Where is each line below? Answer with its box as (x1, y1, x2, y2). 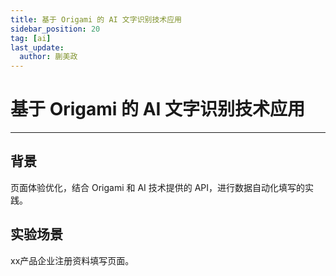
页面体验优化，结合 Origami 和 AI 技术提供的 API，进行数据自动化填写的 (10, 181, 306, 193)
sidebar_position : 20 (10, 24, 101, 34)
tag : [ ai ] (10, 33, 52, 43)
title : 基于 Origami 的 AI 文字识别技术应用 (10, 14, 182, 25)
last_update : (10, 42, 65, 53)
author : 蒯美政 (19, 52, 78, 62)
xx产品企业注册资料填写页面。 (10, 254, 135, 266)
